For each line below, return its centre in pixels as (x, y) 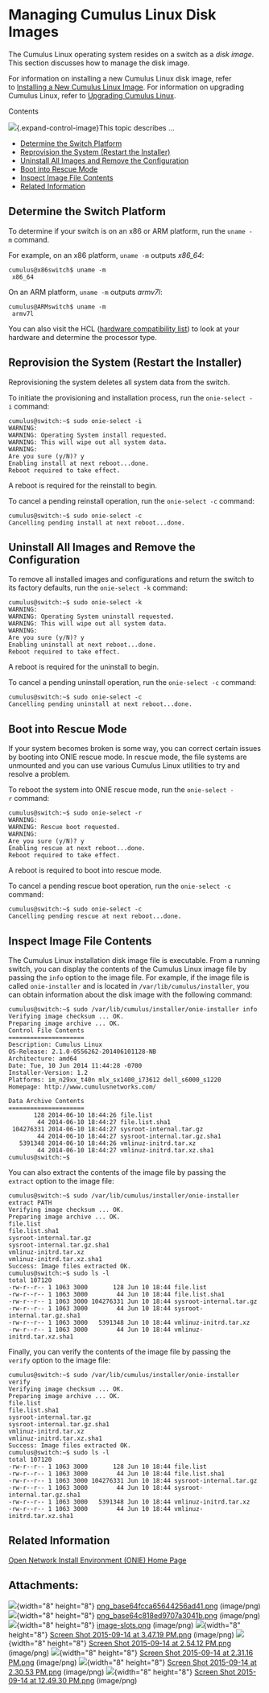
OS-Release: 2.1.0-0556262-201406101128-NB (83, 1052)
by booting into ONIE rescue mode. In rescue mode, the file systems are (128, 757)
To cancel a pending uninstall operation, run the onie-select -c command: (132, 683)
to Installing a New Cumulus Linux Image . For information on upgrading (126, 87)
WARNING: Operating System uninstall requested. (91, 617)
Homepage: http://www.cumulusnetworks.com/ (83, 1087)
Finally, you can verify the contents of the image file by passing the (120, 1352)
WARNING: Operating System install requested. (88, 435)
